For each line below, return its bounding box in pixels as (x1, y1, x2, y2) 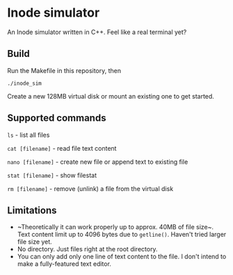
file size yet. (17, 237, 52, 246)
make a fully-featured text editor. (17, 260, 111, 268)
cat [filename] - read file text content (7, 144, 117, 152)
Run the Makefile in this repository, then (7, 66, 122, 74)
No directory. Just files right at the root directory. (17, 245, 158, 253)
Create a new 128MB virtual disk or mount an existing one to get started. (7, 92, 214, 100)
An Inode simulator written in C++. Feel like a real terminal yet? (7, 28, 187, 36)
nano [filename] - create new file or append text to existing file (7, 158, 188, 166)
